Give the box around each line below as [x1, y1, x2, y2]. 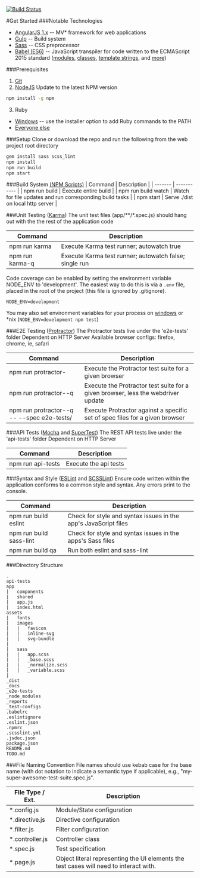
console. [6, 488, 28, 495]
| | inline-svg [6, 631, 55, 637]
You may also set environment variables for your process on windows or [6, 310, 183, 317]
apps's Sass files [67, 537, 115, 545]
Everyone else [14, 124, 50, 131]
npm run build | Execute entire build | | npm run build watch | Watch [23, 187, 189, 194]
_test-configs [6, 704, 42, 710]
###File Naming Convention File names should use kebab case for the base [6, 761, 192, 769]
